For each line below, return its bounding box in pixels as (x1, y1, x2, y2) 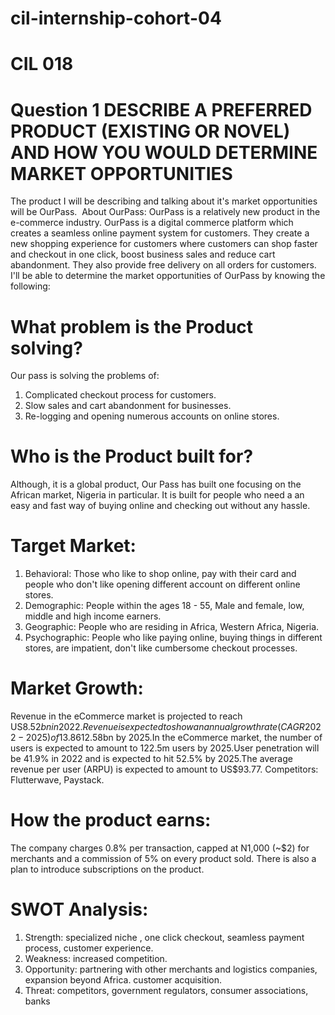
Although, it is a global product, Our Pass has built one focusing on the (10, 478, 302, 491)
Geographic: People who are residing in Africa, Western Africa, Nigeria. (24, 621, 320, 633)
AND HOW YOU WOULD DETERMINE (10, 141, 318, 164)
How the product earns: (10, 809, 212, 832)
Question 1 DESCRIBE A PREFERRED (10, 98, 313, 121)
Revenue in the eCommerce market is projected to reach (10, 710, 243, 722)
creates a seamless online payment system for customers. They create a (10, 227, 310, 239)
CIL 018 (10, 53, 74, 76)
